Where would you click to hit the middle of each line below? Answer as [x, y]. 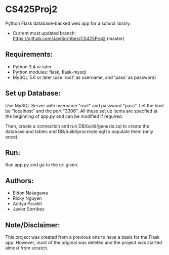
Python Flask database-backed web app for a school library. [68, 23]
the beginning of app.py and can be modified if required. [64, 116]
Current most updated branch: [44, 33]
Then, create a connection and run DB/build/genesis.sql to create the [77, 126]
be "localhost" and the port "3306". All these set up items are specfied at [81, 111]
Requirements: [29, 54]
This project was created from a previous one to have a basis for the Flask [83, 237]
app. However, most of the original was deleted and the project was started [84, 242]
